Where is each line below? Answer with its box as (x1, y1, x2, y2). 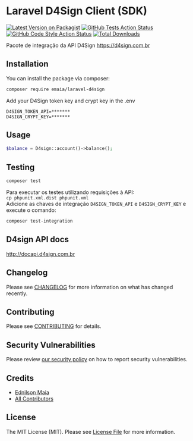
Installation (6, 59, 49, 69)
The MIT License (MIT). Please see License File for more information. (6, 428, 175, 435)
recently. (6, 290, 28, 297)
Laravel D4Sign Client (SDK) (6, 4, 147, 18)
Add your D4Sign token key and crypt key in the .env (6, 97, 135, 104)
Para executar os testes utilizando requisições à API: (6, 189, 135, 196)
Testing (6, 162, 35, 172)
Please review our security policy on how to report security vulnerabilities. (6, 356, 188, 363)
